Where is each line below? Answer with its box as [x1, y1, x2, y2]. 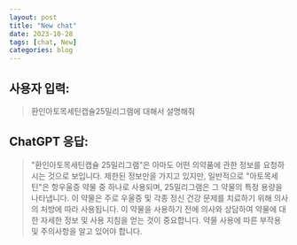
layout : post [9, 12, 58, 22]
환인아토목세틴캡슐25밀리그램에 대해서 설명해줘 [30, 105, 195, 116]
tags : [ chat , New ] [9, 37, 77, 47]
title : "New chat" [9, 21, 77, 30]
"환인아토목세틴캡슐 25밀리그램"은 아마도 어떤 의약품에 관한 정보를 [30, 159, 262, 170]
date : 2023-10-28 [9, 29, 74, 38]
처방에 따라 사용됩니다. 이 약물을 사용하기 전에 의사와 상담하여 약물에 [40, 203, 277, 214]
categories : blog [9, 46, 74, 55]
